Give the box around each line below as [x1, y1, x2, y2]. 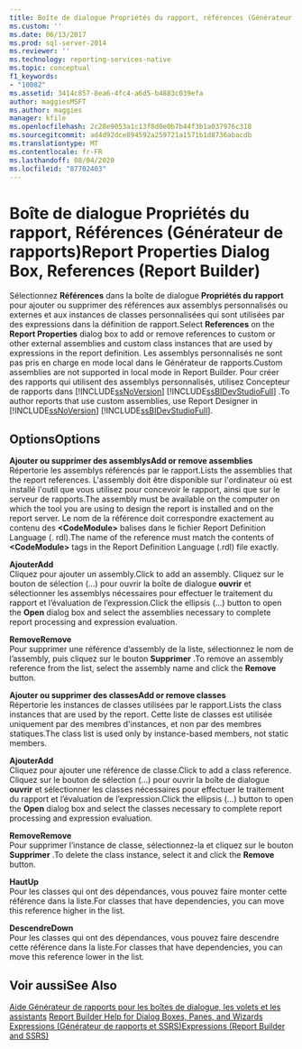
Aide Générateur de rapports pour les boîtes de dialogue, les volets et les [9, 1001, 281, 1012]
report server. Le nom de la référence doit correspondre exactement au [9, 513, 275, 524]
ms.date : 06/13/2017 [9, 30, 87, 39]
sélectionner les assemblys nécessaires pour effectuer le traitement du [9, 588, 273, 599]
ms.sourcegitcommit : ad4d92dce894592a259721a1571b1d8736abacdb [9, 131, 252, 140]
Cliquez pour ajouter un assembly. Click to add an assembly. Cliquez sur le [9, 569, 284, 580]
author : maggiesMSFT [9, 97, 87, 106]
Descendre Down [9, 923, 74, 934]
